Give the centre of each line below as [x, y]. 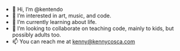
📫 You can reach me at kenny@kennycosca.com [73, 41]
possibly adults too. [37, 35]
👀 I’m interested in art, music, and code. [62, 16]
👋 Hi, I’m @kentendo [38, 9]
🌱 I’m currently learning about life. [54, 22]
